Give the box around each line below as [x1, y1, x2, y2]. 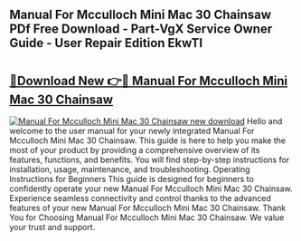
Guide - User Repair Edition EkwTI [9, 35, 203, 51]
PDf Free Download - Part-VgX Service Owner [9, 22, 273, 37]
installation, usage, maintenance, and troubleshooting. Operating [9, 164, 250, 175]
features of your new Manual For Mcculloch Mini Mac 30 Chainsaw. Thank [9, 203, 287, 213]
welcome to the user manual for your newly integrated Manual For [9, 126, 255, 136]
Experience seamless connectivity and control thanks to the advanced [9, 193, 271, 203]
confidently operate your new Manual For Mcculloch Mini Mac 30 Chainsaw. [9, 183, 294, 194]
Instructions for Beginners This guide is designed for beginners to [9, 174, 255, 184]
